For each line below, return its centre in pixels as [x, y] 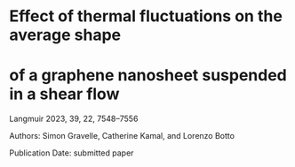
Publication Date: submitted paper [72, 153]
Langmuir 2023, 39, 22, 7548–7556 [74, 119]
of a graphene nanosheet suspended [148, 76]
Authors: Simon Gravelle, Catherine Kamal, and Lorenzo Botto [122, 136]
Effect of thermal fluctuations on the [146, 16]
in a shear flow [64, 94]
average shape [65, 35]
